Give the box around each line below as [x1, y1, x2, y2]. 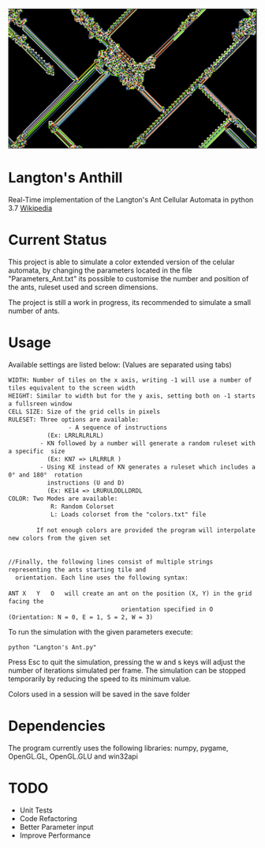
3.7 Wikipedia [8, 203, 53, 213]
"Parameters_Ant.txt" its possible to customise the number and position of [8, 273, 249, 283]
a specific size [8, 447, 65, 455]
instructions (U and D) [47, 479, 125, 487]
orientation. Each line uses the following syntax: [15, 574, 189, 582]
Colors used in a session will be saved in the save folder [8, 689, 191, 699]
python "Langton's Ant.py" [8, 643, 97, 651]
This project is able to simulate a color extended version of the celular [8, 257, 235, 266]
